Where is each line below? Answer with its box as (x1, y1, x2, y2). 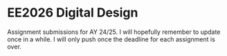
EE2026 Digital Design (7, 5, 138, 21)
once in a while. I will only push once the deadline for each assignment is (7, 35, 216, 43)
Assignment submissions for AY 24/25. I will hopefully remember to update (7, 28, 221, 36)
